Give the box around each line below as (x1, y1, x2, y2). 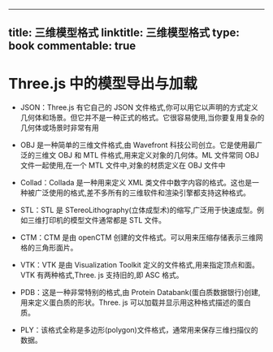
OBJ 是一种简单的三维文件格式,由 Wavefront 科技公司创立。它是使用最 (19, 140, 256, 150)
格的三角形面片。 (19, 243, 78, 253)
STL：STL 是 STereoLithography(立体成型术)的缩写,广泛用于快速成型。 (19, 205, 258, 215)
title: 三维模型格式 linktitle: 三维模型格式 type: (8, 26, 240, 40)
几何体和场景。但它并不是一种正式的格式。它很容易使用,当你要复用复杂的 (19, 113, 265, 123)
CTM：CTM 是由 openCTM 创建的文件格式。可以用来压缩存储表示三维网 (19, 232, 263, 242)
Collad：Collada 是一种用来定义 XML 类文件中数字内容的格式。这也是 (19, 178, 253, 188)
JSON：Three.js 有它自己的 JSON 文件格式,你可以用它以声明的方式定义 (19, 102, 258, 112)
